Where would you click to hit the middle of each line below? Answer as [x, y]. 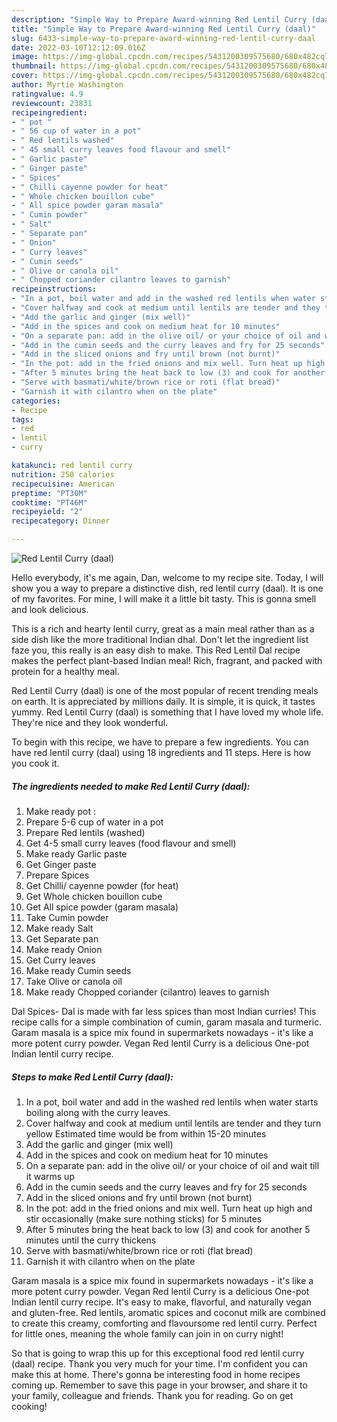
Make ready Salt [59, 928]
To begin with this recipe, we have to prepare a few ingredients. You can [160, 742]
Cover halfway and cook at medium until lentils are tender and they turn [173, 1123]
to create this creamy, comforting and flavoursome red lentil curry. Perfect [164, 1323]
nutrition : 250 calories [63, 474]
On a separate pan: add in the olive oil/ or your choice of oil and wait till [172, 1165]
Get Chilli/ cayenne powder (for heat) [102, 885]
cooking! [29, 1406]
